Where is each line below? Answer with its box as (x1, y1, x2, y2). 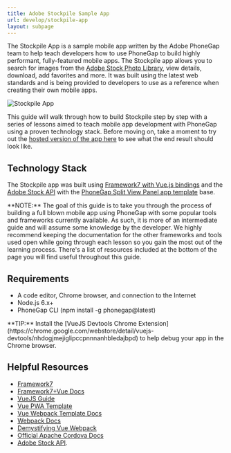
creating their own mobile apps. (7, 86, 98, 94)
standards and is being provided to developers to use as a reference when (7, 79, 219, 87)
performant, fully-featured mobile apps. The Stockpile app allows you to (7, 57, 212, 65)
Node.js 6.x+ (17, 299, 54, 306)
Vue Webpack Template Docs (17, 409, 102, 417)
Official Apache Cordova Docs (17, 431, 104, 439)
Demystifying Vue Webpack (17, 423, 97, 432)
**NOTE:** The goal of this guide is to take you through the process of (7, 201, 212, 210)
